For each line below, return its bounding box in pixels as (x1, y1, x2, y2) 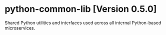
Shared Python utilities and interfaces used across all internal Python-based (4, 20, 161, 26)
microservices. (4, 25, 35, 31)
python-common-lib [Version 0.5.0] (4, 3, 157, 15)
